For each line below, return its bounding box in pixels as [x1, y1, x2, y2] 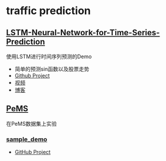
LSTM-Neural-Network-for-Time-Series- [6, 28, 160, 38]
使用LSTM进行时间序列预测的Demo [6, 53, 92, 60]
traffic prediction [6, 4, 91, 18]
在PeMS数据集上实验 [6, 120, 57, 127]
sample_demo [6, 135, 47, 143]
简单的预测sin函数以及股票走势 [14, 66, 90, 72]
